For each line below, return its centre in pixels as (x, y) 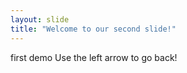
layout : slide (40, 19)
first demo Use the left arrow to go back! (94, 57)
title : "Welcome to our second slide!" (93, 29)
